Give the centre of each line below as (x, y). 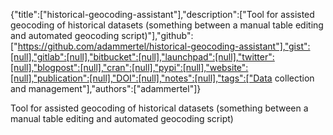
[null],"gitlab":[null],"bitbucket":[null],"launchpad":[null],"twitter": (142, 57)
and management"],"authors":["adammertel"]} (106, 88)
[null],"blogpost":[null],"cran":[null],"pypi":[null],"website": (129, 67)
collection (294, 78)
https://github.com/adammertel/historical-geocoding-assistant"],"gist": (164, 46)
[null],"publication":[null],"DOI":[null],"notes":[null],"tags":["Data (141, 78)
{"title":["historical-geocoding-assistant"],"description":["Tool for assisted (162, 14)
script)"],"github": (157, 35)
